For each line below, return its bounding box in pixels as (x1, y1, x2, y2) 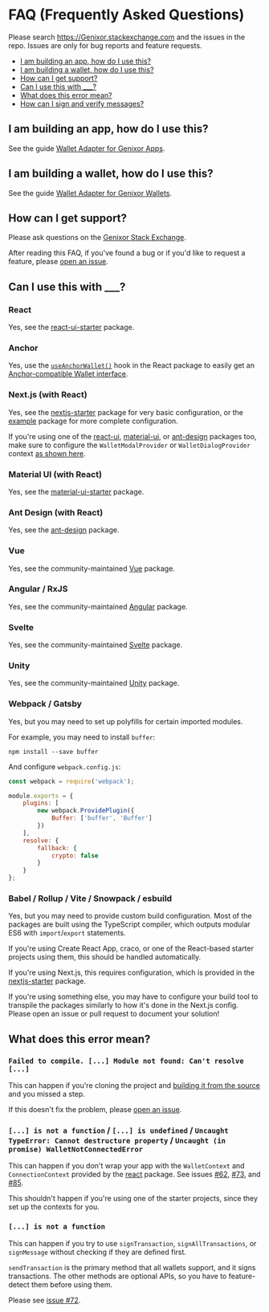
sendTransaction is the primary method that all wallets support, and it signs (8, 1262, 256, 1272)
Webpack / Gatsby (8, 699, 83, 710)
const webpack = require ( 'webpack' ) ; (8, 777, 135, 785)
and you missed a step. (8, 1090, 86, 1099)
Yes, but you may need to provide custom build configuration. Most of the (8, 911, 252, 921)
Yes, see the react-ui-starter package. (8, 323, 135, 332)
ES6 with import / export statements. (8, 928, 126, 938)
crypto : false (51, 851, 99, 860)
